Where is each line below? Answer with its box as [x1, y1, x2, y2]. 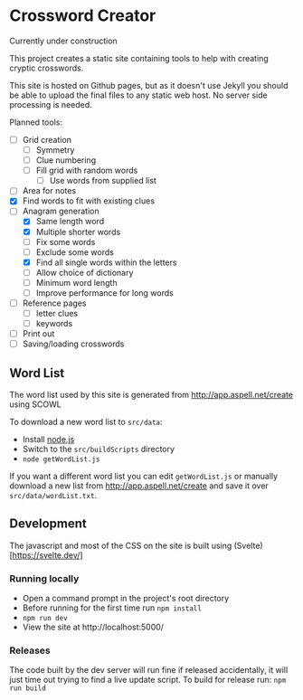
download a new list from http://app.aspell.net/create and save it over [9, 480, 269, 491]
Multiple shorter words [35, 226, 121, 237]
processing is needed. [9, 99, 92, 109]
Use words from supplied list [49, 175, 156, 186]
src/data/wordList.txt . [9, 490, 98, 501]
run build [9, 684, 47, 693]
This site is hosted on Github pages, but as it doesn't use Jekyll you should [9, 80, 289, 90]
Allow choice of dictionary [35, 267, 134, 278]
